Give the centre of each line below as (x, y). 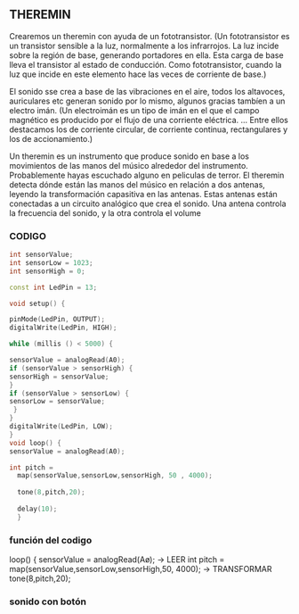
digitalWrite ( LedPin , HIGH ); (63, 328)
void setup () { (37, 303)
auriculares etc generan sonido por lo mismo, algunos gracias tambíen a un (147, 101)
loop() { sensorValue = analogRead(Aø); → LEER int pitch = (117, 560)
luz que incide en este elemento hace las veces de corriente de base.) (138, 74)
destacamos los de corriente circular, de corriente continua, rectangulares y (149, 129)
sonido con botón (48, 602)
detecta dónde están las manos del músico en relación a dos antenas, (137, 184)
